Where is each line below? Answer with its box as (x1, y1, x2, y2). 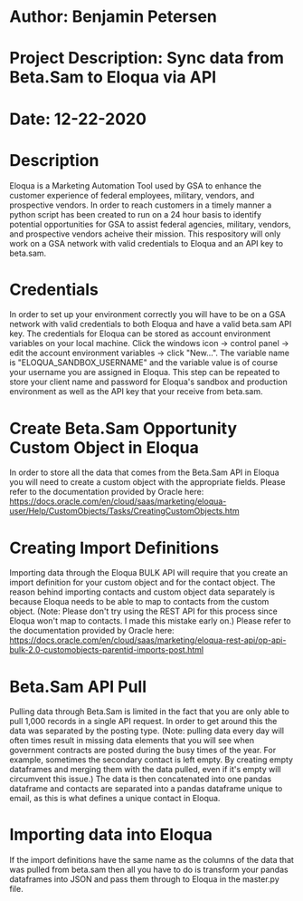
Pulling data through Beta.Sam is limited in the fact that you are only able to (9, 706, 289, 717)
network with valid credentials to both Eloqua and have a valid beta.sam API (9, 319, 292, 330)
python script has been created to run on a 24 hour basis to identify (9, 208, 262, 219)
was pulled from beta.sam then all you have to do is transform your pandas (9, 864, 289, 876)
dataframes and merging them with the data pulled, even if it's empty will (9, 764, 282, 775)
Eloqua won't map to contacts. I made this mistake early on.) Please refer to (9, 615, 291, 626)
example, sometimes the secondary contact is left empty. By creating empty (9, 754, 294, 765)
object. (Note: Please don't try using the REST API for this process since (9, 606, 278, 617)
